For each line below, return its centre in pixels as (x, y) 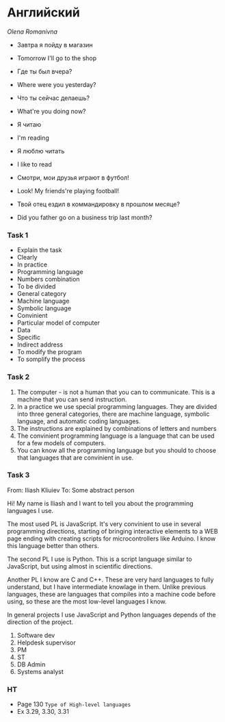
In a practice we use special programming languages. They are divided (117, 406)
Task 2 (18, 377)
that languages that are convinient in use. (75, 458)
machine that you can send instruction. (72, 399)
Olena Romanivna (32, 32)
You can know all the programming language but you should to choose (117, 450)
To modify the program (49, 352)
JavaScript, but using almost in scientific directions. (80, 566)
